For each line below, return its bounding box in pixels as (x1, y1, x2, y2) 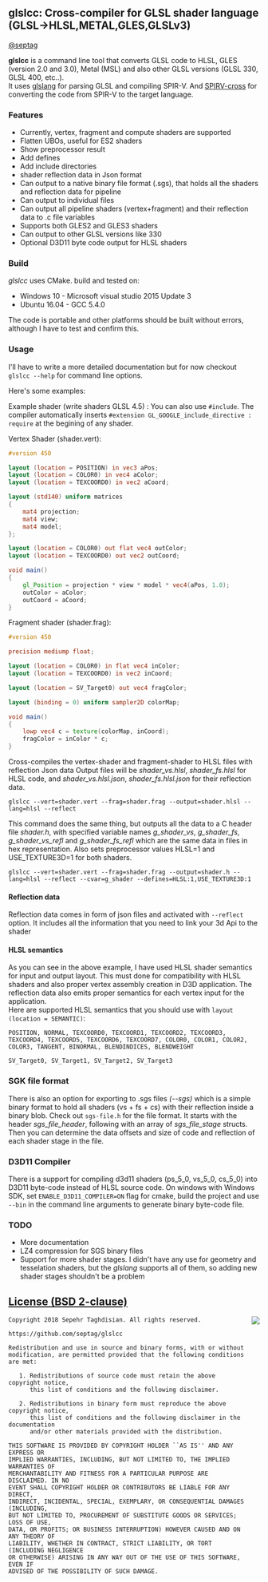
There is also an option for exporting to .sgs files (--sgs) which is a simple (8, 1093, 251, 1103)
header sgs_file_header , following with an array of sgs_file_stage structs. (8, 1119, 248, 1128)
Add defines (19, 153, 61, 163)
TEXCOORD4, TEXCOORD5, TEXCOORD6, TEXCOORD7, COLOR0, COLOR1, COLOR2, (8, 1036, 248, 1045)
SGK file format (8, 1076, 69, 1087)
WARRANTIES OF (8, 1463, 56, 1471)
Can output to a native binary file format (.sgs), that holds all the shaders (19, 179, 259, 188)
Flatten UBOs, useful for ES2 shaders (19, 136, 143, 146)
